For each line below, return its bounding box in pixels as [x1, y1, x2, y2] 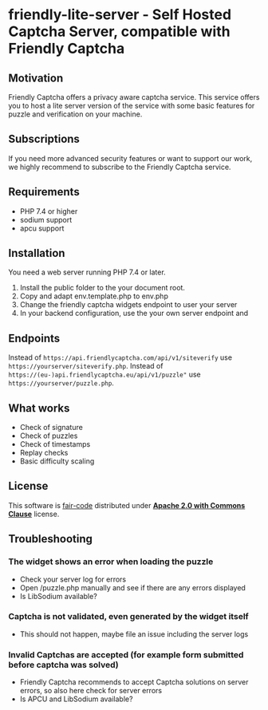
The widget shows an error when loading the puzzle [8, 556, 214, 567]
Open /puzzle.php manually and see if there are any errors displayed [19, 582, 246, 592]
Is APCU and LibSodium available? [19, 694, 133, 704]
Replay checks [19, 448, 69, 458]
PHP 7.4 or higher [19, 206, 78, 216]
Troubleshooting [8, 532, 93, 546]
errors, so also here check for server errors [19, 686, 162, 696]
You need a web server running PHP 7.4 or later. [8, 267, 166, 277]
